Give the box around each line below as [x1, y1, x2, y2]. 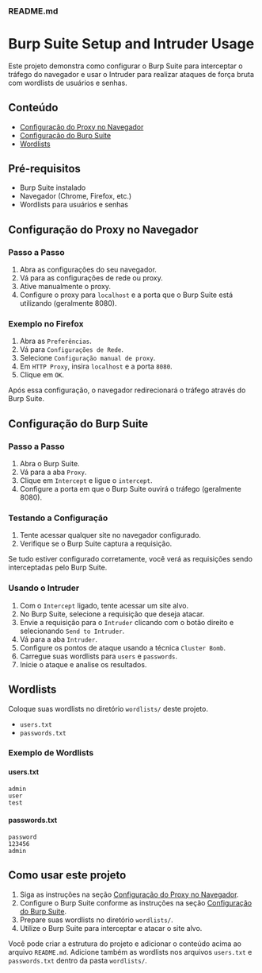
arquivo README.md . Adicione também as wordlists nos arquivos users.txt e [8, 947, 253, 956]
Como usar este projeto [8, 868, 127, 882]
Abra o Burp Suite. [19, 459, 81, 469]
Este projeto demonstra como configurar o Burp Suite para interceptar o [8, 61, 243, 71]
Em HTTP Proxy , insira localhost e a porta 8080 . [19, 361, 173, 371]
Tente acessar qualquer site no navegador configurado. [19, 531, 202, 540]
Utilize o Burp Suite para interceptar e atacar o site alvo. [19, 923, 203, 932]
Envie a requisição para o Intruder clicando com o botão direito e [19, 617, 234, 627]
